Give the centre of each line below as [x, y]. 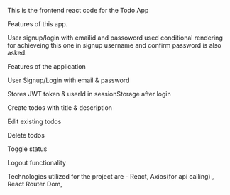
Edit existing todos [34, 121]
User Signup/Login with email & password [69, 80]
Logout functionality [37, 163]
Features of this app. [38, 24]
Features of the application [47, 66]
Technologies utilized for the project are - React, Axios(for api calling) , [111, 176]
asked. [17, 53]
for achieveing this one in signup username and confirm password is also [114, 45]
